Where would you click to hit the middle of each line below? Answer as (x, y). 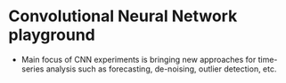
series (33, 69)
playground (52, 35)
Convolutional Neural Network (123, 16)
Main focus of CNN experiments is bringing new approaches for (139, 59)
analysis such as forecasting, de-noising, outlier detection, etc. (161, 69)
